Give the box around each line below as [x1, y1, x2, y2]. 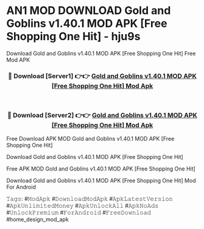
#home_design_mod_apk [6, 216, 69, 223]
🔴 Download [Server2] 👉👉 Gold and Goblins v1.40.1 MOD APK [7, 111, 198, 119]
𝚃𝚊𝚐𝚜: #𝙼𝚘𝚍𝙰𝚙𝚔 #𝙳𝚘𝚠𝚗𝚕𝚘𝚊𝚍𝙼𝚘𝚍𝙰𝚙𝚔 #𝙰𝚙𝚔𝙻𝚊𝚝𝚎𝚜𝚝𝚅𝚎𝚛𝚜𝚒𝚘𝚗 [6, 195, 174, 202]
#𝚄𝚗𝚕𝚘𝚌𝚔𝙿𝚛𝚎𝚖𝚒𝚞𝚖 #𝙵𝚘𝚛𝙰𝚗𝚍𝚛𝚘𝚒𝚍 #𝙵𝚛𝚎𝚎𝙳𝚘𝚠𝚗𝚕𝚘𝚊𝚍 [6, 208, 151, 216]
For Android [6, 183, 37, 191]
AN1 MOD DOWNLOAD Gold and [6, 4, 171, 18]
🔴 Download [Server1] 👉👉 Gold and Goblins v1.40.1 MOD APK [8, 71, 197, 80]
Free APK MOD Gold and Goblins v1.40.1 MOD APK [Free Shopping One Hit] [6, 165, 196, 172]
